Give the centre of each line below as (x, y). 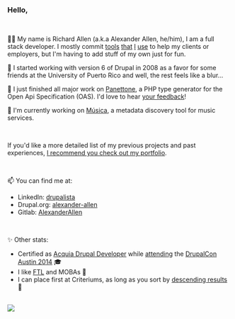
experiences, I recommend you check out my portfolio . (87, 153)
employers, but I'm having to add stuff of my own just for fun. (97, 54)
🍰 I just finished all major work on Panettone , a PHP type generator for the (115, 89)
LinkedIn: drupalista (46, 197)
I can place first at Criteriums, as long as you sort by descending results (122, 280)
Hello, (18, 10)
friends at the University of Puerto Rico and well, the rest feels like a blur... (115, 75)
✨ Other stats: (28, 240)
